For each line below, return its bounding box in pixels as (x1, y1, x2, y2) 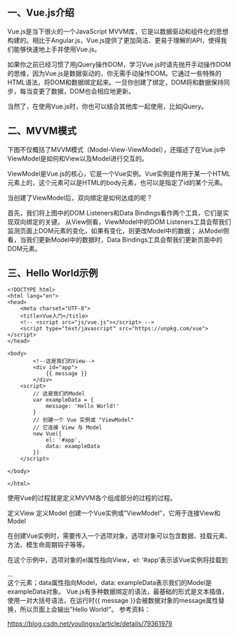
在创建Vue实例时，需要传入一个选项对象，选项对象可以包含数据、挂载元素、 (7, 532, 232, 540)
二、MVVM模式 (7, 125, 77, 137)
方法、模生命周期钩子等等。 (7, 541, 89, 549)
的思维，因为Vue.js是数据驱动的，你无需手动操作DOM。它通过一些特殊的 (7, 68, 222, 77)
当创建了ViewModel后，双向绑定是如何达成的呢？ (7, 193, 153, 202)
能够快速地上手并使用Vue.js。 (13, 45, 101, 54)
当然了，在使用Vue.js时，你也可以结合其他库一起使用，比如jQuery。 (7, 102, 208, 111)
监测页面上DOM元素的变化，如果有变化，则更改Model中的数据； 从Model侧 (7, 226, 229, 235)
